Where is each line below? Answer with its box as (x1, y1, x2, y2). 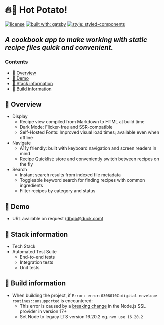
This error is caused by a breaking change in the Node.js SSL (19, 303, 146, 309)
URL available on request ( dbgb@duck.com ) (12, 216, 104, 222)
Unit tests (19, 265, 40, 271)
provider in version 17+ (19, 308, 67, 314)
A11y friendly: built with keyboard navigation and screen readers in (19, 145, 157, 151)
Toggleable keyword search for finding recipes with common (19, 177, 145, 183)
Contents (5, 58, 28, 65)
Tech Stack (12, 243, 36, 249)
